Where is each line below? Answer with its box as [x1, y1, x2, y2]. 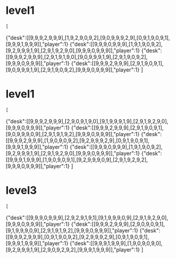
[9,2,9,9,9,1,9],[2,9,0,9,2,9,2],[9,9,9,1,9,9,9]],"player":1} [5, 246, 140, 253]
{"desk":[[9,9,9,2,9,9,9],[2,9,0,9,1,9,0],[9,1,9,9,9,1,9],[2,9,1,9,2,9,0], [5, 117, 169, 125]
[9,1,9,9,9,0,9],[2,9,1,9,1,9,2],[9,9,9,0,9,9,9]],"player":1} [5, 226, 139, 234]
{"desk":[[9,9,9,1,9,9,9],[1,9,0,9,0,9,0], [69, 239, 163, 247]
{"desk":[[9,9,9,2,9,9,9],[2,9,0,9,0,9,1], [71, 220, 165, 228]
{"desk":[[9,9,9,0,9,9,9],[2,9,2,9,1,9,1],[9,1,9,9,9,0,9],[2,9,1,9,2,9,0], [5, 214, 169, 221]
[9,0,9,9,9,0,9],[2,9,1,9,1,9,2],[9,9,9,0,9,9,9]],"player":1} [5, 130, 140, 137]
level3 [5, 184, 37, 198]
